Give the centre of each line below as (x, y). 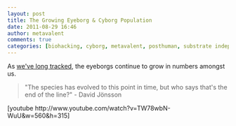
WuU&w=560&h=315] (39, 115)
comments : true (29, 40)
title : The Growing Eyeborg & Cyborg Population (80, 20)
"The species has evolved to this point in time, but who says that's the (126, 87)
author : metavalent (36, 33)
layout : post (26, 14)
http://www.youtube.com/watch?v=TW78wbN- (103, 108)
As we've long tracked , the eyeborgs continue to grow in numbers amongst (116, 66)
